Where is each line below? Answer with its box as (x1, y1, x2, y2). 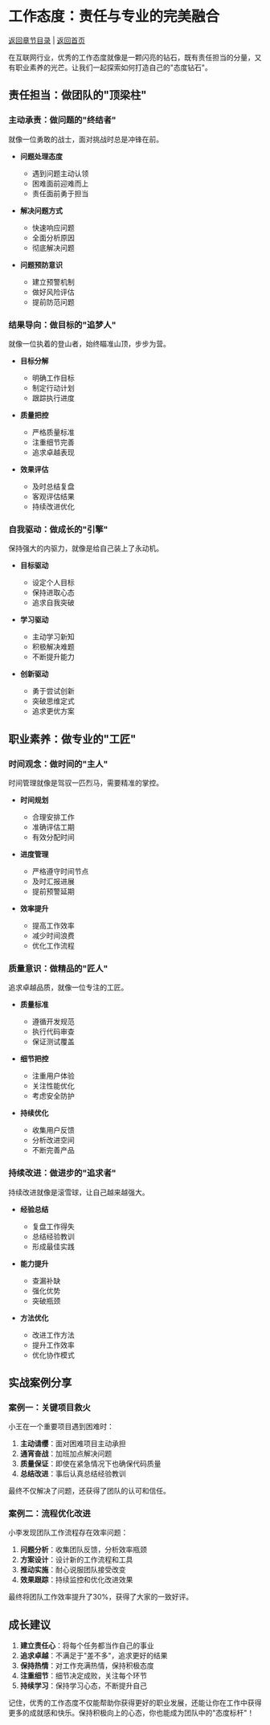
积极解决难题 (31, 642, 75, 652)
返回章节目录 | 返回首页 (8, 35, 86, 45)
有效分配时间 (31, 832, 75, 842)
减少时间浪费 (31, 930, 75, 940)
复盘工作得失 (31, 1221, 75, 1231)
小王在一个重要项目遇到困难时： (8, 1422, 114, 1432)
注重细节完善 (31, 437, 75, 447)
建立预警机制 (31, 277, 75, 286)
